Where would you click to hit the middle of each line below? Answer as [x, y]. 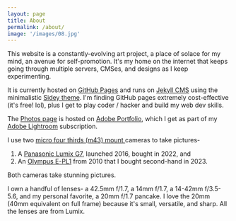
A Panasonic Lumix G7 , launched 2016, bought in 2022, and [104, 154]
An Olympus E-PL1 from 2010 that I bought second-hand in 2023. [113, 161]
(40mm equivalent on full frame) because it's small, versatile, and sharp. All [117, 204]
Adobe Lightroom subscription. [52, 126]
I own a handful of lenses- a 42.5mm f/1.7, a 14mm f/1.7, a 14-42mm [105, 189]
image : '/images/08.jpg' [44, 34]
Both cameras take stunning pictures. [62, 175]
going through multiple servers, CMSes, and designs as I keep [98, 69]
